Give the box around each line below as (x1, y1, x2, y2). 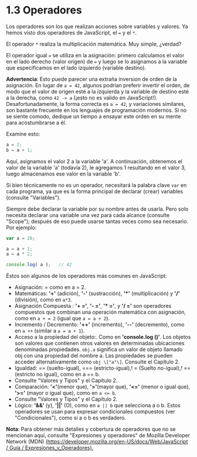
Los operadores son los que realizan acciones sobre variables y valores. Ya (6, 23, 189, 30)
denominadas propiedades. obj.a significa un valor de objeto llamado (14, 346, 183, 353)
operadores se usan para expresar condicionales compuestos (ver (14, 408, 175, 415)
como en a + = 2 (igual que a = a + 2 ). (14, 315, 110, 322)
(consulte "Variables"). (6, 194, 61, 201)
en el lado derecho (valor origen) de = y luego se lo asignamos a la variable (6, 58, 188, 65)
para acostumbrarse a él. (6, 119, 67, 126)
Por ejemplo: (6, 224, 37, 231)
